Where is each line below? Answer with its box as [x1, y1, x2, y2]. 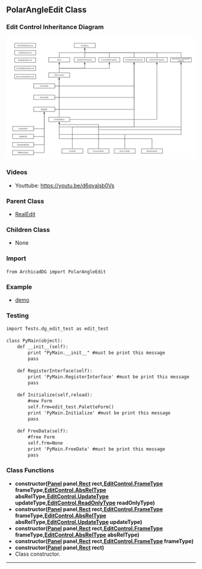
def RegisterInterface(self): [17, 368, 93, 374]
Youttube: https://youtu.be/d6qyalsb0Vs [14, 182, 115, 189]
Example [6, 282, 32, 291]
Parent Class [6, 197, 44, 205]
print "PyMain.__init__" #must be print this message [28, 350, 165, 356]
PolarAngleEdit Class [6, 5, 87, 15]
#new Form [28, 398, 52, 404]
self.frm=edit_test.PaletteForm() [28, 404, 114, 410]
